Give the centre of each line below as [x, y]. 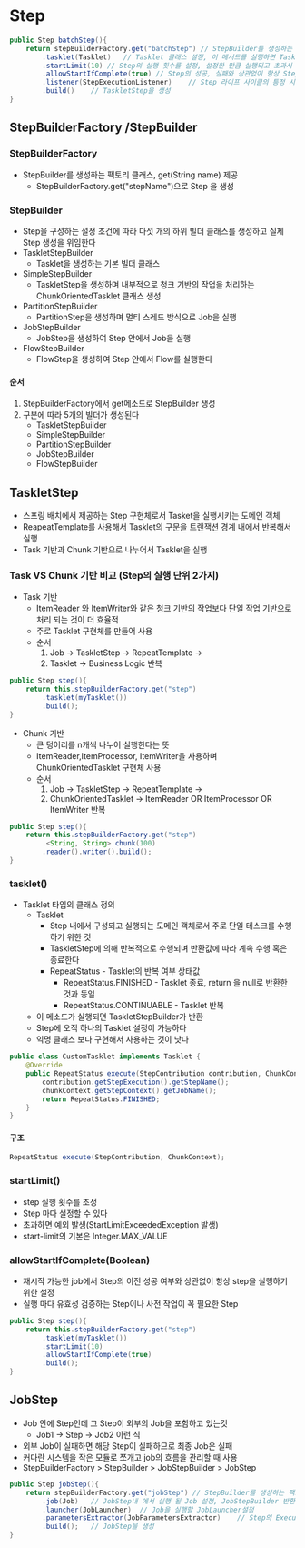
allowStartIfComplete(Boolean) [80, 1260]
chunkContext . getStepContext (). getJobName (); [130, 1090]
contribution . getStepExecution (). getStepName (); [136, 1082]
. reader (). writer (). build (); [97, 852]
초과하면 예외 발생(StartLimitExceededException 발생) [121, 1224]
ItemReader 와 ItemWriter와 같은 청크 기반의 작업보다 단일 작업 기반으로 [164, 608]
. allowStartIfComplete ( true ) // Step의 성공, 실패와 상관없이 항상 [161, 74]
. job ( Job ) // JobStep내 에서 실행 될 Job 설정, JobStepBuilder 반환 [169, 1501]
